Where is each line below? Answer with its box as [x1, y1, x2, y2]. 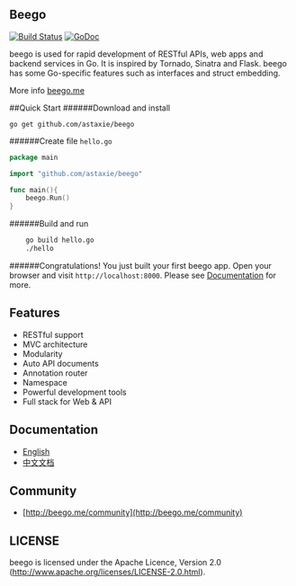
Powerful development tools [22, 386, 128, 397]
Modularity [22, 348, 63, 359]
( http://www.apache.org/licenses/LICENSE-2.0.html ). [9, 566, 206, 578]
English [22, 446, 50, 457]
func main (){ [9, 185, 58, 194]
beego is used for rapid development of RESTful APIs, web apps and [9, 49, 264, 59]
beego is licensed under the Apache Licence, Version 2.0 [9, 557, 222, 568]
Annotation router [22, 368, 88, 378]
